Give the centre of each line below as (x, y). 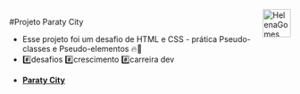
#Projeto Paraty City (46, 22)
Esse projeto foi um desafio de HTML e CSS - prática (120, 39)
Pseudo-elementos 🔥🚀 (101, 49)
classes (36, 49)
